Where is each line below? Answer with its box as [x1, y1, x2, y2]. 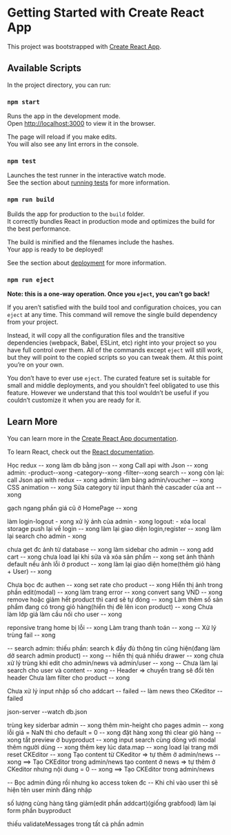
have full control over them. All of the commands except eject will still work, [7, 345, 223, 354]
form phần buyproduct [7, 806, 71, 814]
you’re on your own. [7, 361, 64, 369]
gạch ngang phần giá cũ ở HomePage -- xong [7, 503, 138, 512]
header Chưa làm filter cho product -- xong [7, 673, 130, 682]
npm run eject [7, 276, 54, 284]
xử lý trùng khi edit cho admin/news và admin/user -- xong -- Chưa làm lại [7, 658, 219, 667]
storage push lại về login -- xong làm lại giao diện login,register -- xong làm [7, 524, 221, 532]
